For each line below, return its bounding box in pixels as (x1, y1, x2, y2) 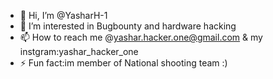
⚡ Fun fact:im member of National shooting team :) (19, 57, 228, 69)
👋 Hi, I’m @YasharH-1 (19, 10, 108, 21)
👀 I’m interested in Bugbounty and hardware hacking (19, 20, 237, 32)
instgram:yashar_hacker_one (19, 46, 139, 57)
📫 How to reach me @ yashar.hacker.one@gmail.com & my (19, 31, 263, 43)
